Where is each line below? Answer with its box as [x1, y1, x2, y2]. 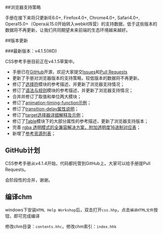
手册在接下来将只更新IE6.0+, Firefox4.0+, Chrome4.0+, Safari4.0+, [5, 15, 140, 21]
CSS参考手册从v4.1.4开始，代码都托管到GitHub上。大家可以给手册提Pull [5, 160, 151, 166]
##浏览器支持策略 [5, 4, 41, 10]
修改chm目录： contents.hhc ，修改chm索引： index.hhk [5, 223, 117, 229]
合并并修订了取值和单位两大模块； [12, 94, 82, 100]
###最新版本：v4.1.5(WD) [5, 48, 57, 54]
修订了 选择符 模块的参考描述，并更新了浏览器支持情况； [12, 81, 125, 87]
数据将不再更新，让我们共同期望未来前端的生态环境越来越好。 [5, 27, 130, 33]
